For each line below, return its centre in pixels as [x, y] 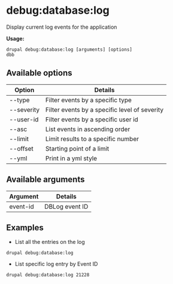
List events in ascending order [88, 129]
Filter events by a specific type [88, 100]
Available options [40, 73]
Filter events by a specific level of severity [104, 109]
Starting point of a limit [77, 148]
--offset [22, 148]
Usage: [16, 38]
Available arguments [45, 180]
